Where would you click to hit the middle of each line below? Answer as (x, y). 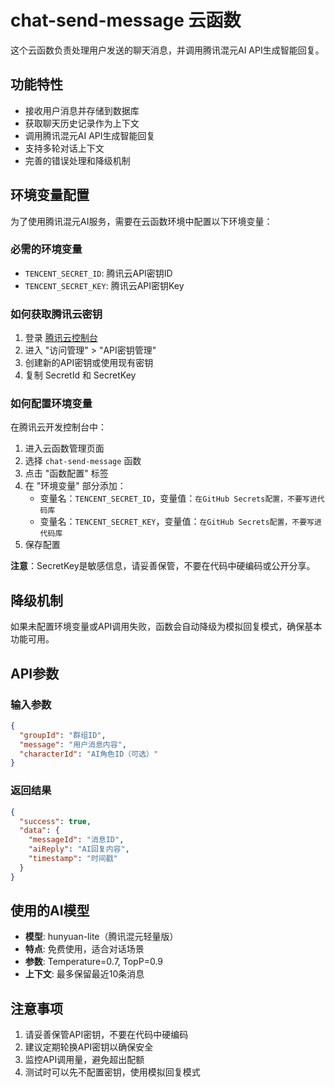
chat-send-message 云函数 (126, 20)
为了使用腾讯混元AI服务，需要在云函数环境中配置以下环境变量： (141, 221)
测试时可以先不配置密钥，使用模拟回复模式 (112, 1072)
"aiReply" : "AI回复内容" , (79, 849)
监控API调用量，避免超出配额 (84, 1060)
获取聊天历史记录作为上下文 (82, 123)
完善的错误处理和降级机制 (77, 160)
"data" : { (39, 831)
